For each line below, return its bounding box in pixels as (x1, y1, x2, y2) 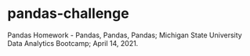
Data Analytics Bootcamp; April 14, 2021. (7, 38, 139, 47)
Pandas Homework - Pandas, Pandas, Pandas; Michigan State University (7, 30, 242, 40)
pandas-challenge (7, 5, 130, 23)
